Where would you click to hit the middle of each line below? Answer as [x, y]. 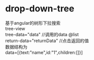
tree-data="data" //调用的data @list [42, 34]
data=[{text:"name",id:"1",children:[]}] [44, 52]
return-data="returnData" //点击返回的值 [47, 41]
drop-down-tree [40, 9]
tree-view [15, 28]
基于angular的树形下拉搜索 [33, 23]
